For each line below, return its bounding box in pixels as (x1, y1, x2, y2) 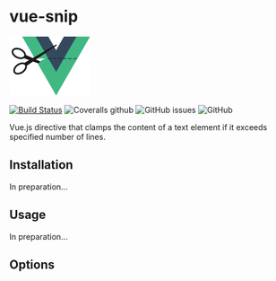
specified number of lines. (9, 131, 106, 142)
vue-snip (9, 6, 79, 27)
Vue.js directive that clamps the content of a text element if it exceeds (9, 121, 268, 132)
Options (9, 257, 56, 272)
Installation (9, 157, 73, 172)
